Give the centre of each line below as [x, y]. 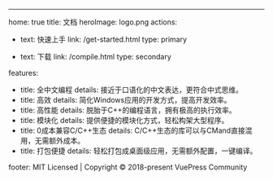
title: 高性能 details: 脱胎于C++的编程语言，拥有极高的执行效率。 [128, 110]
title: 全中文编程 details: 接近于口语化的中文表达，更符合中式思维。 [132, 90]
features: [24, 73]
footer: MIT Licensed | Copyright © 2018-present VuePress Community [128, 167]
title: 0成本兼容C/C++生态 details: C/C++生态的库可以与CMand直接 [132, 130]
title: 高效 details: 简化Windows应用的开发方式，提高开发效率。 [126, 100]
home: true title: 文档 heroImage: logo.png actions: [93, 22]
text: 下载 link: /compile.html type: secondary [96, 57]
